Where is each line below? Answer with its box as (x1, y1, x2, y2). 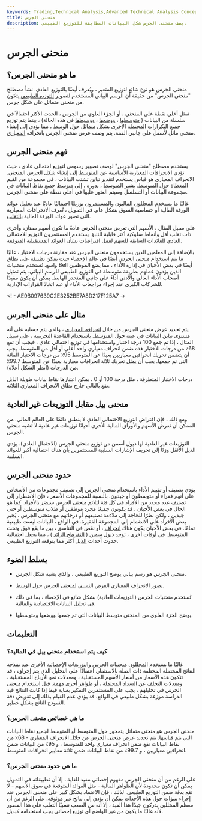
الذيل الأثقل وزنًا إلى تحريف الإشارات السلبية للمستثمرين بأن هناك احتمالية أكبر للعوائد (7, 446, 197, 453)
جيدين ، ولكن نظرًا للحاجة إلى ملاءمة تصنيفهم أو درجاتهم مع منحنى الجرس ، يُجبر (7, 511, 185, 519)
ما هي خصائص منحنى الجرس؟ (7, 714, 85, 722)
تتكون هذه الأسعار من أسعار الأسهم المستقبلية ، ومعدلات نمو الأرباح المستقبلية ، (7, 674, 183, 681)
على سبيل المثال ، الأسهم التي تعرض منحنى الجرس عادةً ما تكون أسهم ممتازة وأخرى (7, 224, 195, 231)
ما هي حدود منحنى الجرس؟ (7, 761, 77, 770)
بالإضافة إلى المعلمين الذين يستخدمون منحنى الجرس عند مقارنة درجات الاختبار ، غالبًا (7, 249, 194, 256)
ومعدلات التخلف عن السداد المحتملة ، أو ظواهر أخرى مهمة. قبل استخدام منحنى (7, 680, 183, 687)
